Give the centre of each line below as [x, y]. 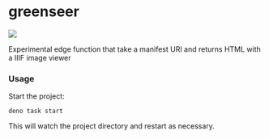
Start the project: [36, 96]
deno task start [36, 112]
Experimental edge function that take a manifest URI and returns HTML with [135, 49]
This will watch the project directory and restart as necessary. [111, 126]
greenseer [44, 12]
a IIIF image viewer [40, 57]
